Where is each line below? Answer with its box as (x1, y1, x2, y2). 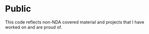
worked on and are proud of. (5, 24, 62, 30)
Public (5, 3, 31, 14)
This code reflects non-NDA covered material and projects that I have (5, 19, 145, 25)
